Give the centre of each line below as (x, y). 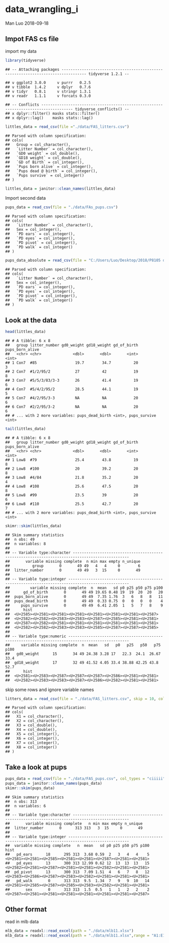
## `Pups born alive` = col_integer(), (49, 166)
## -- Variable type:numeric (36, 636)
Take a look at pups (36, 767)
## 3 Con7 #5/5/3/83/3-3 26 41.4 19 (72, 380)
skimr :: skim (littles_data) (33, 526)
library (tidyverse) (26, 60)
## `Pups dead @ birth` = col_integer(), (52, 171)
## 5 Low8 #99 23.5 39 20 (72, 495)
